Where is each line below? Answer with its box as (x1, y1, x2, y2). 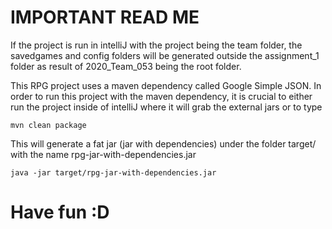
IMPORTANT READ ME (10, 6, 200, 29)
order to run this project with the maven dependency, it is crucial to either (10, 90, 313, 102)
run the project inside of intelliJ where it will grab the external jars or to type (10, 101, 323, 113)
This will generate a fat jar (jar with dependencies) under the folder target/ (10, 137, 317, 150)
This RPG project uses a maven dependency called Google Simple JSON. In (10, 79, 322, 91)
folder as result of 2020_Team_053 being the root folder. (10, 60, 242, 72)
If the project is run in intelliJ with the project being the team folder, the (10, 39, 303, 51)
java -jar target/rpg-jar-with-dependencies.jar (10, 167, 217, 178)
